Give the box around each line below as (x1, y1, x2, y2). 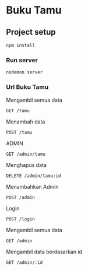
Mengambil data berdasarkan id (6, 248, 83, 255)
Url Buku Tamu (6, 83, 49, 91)
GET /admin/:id (6, 259, 43, 265)
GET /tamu (6, 108, 30, 113)
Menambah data (6, 118, 45, 125)
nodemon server (6, 69, 43, 75)
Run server (6, 56, 38, 64)
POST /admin (6, 195, 35, 200)
